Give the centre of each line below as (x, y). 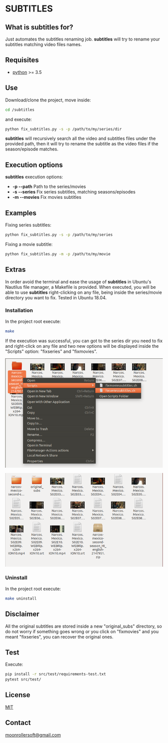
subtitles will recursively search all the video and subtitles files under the (80, 138)
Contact (18, 723)
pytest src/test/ (23, 680)
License (18, 695)
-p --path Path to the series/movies (49, 187)
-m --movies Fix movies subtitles (47, 197)
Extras (15, 270)
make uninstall (21, 598)
